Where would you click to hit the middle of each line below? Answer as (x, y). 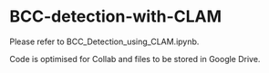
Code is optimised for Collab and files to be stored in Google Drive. (135, 59)
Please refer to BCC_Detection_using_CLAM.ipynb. (104, 41)
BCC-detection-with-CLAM (115, 17)
